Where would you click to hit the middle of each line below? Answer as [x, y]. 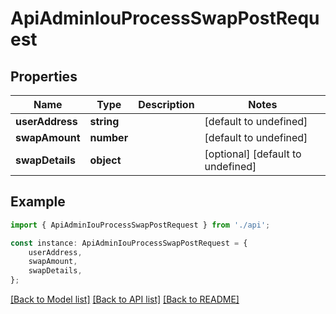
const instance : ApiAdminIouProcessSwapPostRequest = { [129, 243]
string [104, 121]
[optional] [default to [253, 154]
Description [166, 104]
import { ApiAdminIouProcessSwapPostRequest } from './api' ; [140, 225]
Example [38, 202]
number [109, 137]
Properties [44, 76]
